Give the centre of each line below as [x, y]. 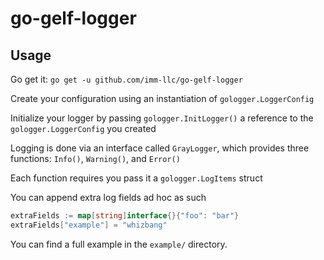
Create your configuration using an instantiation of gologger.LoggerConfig [162, 98]
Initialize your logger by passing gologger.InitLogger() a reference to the [162, 118]
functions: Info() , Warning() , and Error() [95, 158]
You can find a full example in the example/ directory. [119, 244]
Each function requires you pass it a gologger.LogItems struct [136, 178]
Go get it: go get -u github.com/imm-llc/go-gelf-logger [126, 79]
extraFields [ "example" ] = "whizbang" [89, 225]
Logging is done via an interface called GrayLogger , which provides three [160, 148]
